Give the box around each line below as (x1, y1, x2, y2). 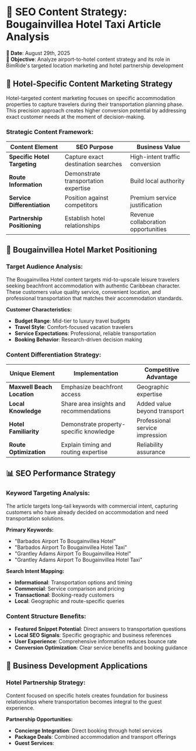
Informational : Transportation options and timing (14, 579, 132, 586)
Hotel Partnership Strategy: (6, 678, 86, 687)
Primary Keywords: (6, 526, 54, 533)
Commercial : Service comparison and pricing (14, 585, 125, 592)
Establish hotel (65, 214, 105, 222)
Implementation (73, 369, 118, 378)
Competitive (144, 366, 180, 374)
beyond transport (136, 407, 184, 415)
